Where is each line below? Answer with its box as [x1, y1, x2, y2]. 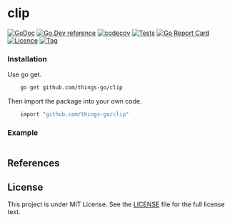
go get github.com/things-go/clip [20, 84, 123, 91]
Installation [7, 54, 48, 64]
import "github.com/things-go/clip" [20, 111, 130, 118]
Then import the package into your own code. [7, 97, 142, 106]
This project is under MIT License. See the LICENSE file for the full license [7, 200, 225, 208]
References [7, 157, 60, 169]
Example [7, 127, 39, 137]
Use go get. [7, 70, 42, 79]
